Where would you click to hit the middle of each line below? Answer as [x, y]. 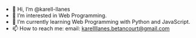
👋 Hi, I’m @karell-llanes [41, 9]
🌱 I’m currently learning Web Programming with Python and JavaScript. [101, 22]
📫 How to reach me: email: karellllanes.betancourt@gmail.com [91, 28]
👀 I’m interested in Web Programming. [59, 15]
